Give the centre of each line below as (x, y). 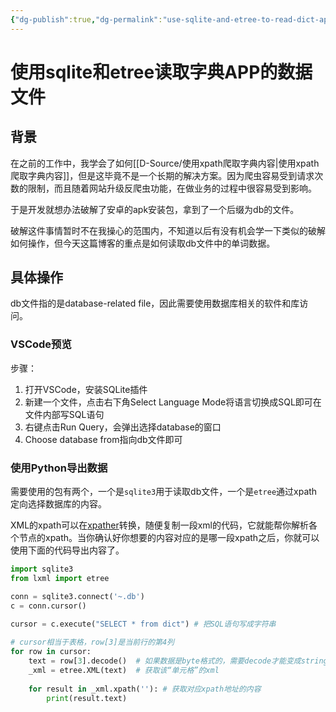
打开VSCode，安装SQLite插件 (86, 389)
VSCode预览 (41, 344)
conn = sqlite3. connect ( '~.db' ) (77, 596)
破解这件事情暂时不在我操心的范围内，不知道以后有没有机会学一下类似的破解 (168, 230)
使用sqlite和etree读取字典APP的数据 (161, 72)
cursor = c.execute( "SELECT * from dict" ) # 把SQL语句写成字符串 (143, 624)
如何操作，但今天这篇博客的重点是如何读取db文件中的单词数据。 (143, 243)
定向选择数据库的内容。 (58, 504)
